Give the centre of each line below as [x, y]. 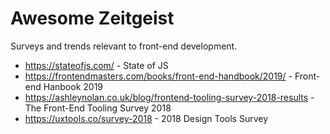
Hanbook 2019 [73, 86]
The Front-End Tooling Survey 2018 [98, 108]
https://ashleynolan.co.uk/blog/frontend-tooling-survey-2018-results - [169, 97]
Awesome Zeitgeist [92, 18]
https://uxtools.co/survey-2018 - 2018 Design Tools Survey [146, 118]
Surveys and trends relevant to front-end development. [124, 46]
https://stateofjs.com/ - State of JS [96, 65]
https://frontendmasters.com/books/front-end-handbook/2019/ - [158, 76]
